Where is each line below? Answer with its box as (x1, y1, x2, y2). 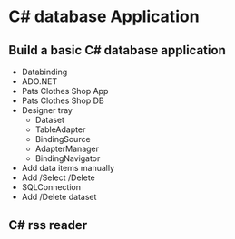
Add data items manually (21, 163, 115, 173)
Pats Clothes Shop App (21, 86, 109, 96)
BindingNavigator (34, 153, 101, 164)
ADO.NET (21, 76, 58, 87)
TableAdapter (34, 124, 86, 135)
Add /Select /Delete (21, 172, 96, 183)
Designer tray (21, 105, 73, 115)
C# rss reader (8, 217, 88, 233)
